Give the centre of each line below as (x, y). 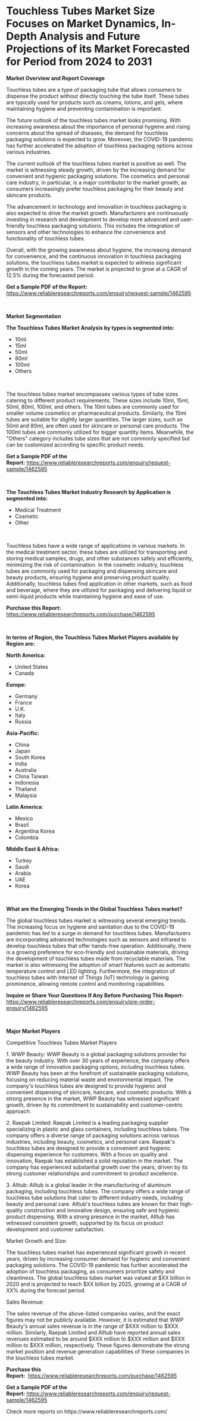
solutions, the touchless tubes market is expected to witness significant (94, 262)
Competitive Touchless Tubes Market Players (62, 1043)
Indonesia (27, 783)
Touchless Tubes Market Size (81, 11)
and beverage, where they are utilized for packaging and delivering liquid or (99, 590)
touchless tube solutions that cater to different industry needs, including (95, 1197)
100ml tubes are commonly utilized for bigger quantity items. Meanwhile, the (100, 432)
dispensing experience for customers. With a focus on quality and (87, 1154)
